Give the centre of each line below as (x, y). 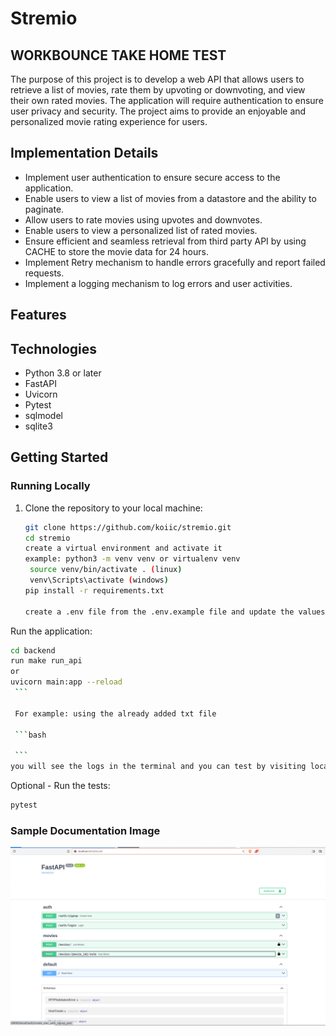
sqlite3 (38, 426)
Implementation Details (84, 153)
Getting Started (59, 457)
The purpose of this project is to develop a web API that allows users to (157, 79)
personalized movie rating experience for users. (109, 121)
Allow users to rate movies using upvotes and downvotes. (143, 219)
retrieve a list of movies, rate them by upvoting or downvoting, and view (158, 90)
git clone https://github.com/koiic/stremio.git (128, 527)
